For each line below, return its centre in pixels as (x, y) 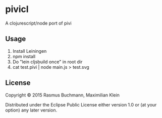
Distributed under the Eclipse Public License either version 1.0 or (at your (81, 104)
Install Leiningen (30, 51)
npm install (24, 56)
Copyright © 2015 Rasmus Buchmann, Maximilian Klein (63, 95)
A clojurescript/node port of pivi (38, 23)
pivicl (17, 9)
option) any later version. (31, 110)
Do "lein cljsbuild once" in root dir (47, 62)
